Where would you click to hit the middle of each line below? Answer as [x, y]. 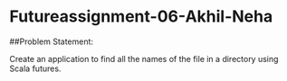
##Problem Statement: [51, 41]
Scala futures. [35, 68]
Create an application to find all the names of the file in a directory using [144, 58]
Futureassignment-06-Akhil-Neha [141, 17]
